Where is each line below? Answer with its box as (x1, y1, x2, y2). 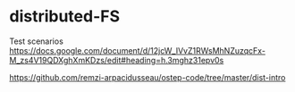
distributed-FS (9, 6, 121, 27)
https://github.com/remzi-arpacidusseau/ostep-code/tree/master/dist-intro (9, 71, 286, 82)
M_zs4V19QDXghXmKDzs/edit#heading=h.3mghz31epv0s (9, 54, 224, 65)
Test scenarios (9, 36, 64, 46)
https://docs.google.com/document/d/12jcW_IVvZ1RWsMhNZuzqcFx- (9, 45, 266, 55)
